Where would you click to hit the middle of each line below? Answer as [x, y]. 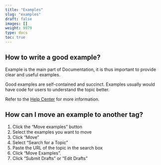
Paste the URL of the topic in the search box [57, 148]
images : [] [16, 24]
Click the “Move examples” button [47, 126]
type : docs [16, 33]
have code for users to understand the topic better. [57, 89]
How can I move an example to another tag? [74, 115]
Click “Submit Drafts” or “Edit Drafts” [50, 158]
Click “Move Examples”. [37, 153]
